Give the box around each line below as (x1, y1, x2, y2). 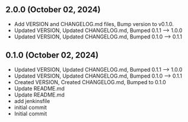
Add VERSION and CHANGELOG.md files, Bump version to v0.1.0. (14, 20, 174, 27)
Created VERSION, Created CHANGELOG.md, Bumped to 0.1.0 (14, 78, 167, 85)
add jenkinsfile (14, 97, 50, 104)
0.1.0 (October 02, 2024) (5, 50, 99, 60)
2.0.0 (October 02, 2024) (5, 5, 101, 15)
